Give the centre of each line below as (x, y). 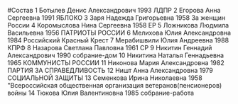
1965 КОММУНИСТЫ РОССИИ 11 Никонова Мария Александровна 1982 (116, 63)
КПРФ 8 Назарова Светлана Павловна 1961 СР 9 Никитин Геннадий (110, 48)
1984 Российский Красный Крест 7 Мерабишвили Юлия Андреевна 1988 (118, 40)
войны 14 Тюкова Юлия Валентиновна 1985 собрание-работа (101, 93)
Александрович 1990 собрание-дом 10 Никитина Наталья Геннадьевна (116, 55)
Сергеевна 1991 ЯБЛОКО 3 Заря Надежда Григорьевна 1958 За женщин (117, 18)
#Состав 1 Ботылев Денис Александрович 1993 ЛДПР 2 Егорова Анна (114, 10)
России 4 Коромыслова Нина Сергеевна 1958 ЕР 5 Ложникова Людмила (118, 25)
